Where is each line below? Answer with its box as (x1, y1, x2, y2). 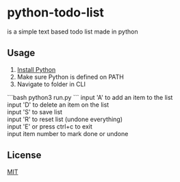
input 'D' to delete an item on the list (7, 101, 110, 109)
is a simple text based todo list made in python (7, 27, 138, 36)
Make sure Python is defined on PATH (16, 73, 125, 81)
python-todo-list (7, 5, 105, 21)
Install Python (16, 65, 56, 73)
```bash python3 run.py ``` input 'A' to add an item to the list (7, 93, 173, 101)
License (7, 149, 42, 161)
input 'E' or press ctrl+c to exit (7, 122, 92, 131)
